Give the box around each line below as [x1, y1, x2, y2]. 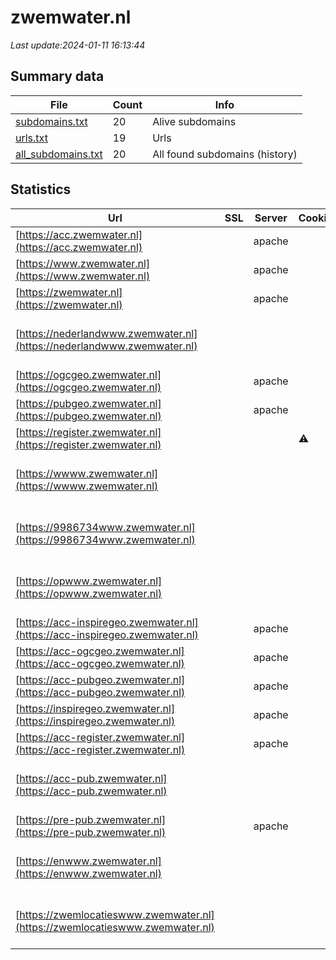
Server [254, 211, 288, 225]
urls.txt [15, 131, 48, 145]
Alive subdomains [152, 114, 237, 128]
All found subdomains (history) [152, 147, 298, 161]
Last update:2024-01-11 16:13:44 [10, 39, 146, 51]
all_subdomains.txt [15, 147, 103, 161]
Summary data [10, 68, 105, 85]
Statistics [10, 181, 72, 198]
